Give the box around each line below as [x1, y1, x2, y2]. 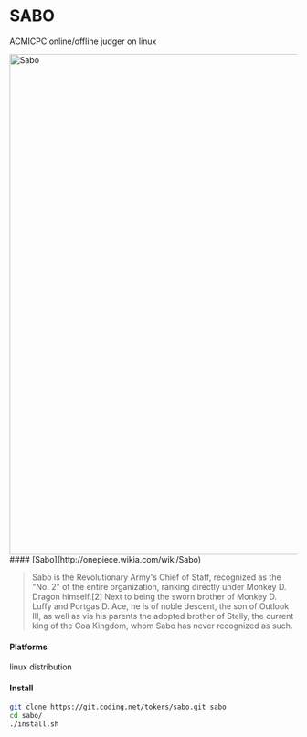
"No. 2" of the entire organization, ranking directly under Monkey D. [31, 581, 287, 592]
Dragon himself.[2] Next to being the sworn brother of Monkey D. [31, 591, 278, 602]
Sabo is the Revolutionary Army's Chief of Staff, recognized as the [31, 572, 281, 583]
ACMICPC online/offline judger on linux [9, 36, 157, 47]
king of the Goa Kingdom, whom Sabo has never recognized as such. [31, 620, 293, 631]
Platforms [9, 641, 48, 652]
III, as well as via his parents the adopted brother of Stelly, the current [31, 610, 294, 621]
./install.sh [9, 720, 59, 729]
